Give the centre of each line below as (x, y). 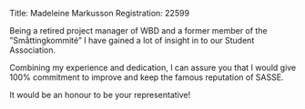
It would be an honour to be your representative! (100, 95)
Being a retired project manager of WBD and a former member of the (138, 30)
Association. (33, 50)
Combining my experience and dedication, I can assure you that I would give (153, 68)
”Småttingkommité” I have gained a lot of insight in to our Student (132, 40)
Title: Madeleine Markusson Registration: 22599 (99, 13)
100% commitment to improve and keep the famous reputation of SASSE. (147, 77)
